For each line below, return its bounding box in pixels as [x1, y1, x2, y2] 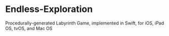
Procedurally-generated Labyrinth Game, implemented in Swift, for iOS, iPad [5, 20, 164, 26]
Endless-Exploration [5, 3, 93, 15]
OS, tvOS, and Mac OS [5, 25, 53, 31]
